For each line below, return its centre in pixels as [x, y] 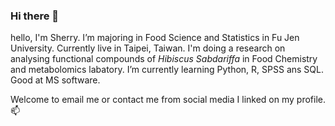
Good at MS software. [55, 80]
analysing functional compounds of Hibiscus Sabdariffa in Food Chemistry [164, 59]
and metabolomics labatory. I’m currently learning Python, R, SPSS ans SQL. [167, 70]
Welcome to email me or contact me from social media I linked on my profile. [168, 100]
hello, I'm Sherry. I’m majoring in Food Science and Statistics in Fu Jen [155, 38]
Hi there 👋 [35, 16]
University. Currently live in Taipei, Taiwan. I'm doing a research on [148, 48]
